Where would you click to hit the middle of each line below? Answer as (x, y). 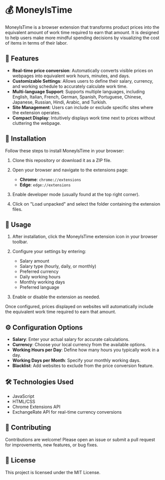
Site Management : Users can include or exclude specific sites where (83, 107)
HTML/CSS (24, 401)
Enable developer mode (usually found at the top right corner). (76, 194)
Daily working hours (40, 277)
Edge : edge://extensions (45, 185)
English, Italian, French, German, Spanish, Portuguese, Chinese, (77, 97)
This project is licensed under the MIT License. (53, 472)
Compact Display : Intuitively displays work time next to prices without (84, 118)
